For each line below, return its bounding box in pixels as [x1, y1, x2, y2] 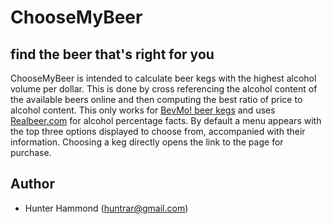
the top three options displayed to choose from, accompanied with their [10, 126, 306, 137]
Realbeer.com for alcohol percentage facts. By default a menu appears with [10, 115, 322, 126]
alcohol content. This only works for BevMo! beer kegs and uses [10, 104, 276, 116]
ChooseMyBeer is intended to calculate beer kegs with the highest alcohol [10, 72, 317, 84]
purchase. [10, 147, 52, 158]
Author [10, 176, 55, 193]
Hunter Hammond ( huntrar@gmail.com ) [24, 202, 189, 214]
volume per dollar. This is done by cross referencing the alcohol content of [10, 83, 318, 95]
